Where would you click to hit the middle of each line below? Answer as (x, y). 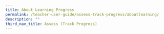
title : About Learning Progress (40, 10)
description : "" (23, 19)
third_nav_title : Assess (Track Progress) (51, 24)
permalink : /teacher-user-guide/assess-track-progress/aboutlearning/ (82, 14)
